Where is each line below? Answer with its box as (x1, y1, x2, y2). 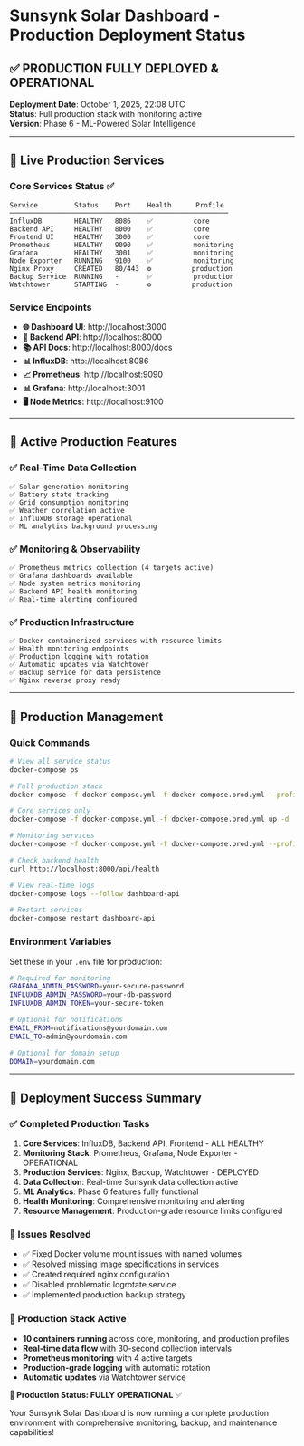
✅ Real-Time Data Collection (9, 461, 138, 474)
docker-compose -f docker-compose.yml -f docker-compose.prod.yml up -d (9, 815, 290, 824)
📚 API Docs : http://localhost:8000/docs (22, 342, 173, 352)
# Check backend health (9, 855, 100, 865)
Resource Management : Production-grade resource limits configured (22, 1206, 283, 1217)
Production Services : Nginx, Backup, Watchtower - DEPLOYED (22, 1167, 260, 1178)
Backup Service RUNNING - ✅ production (9, 272, 234, 281)
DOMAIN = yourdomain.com (9, 1056, 95, 1065)
